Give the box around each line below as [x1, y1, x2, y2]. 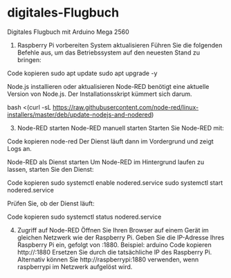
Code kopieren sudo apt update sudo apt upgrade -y [7, 69, 158, 77]
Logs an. [7, 144, 33, 152]
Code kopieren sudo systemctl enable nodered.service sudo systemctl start [7, 178, 223, 187]
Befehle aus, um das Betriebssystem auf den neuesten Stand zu [17, 48, 201, 57]
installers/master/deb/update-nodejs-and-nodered [7, 110, 152, 119]
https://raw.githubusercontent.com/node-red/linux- [53, 103, 199, 111]
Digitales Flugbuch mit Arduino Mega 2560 [7, 28, 129, 36]
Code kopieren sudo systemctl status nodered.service [7, 212, 162, 221]
